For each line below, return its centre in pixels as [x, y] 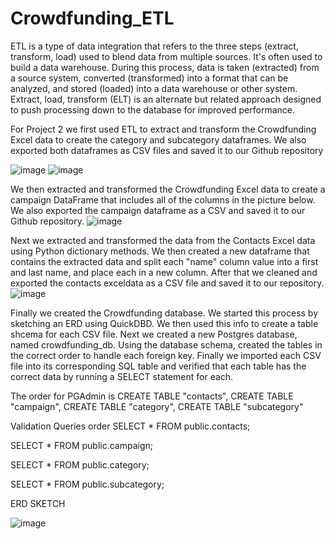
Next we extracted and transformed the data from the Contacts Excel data [163, 240]
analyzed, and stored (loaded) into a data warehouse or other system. [154, 88]
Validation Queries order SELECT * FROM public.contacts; [130, 426]
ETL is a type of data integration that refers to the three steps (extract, [154, 46]
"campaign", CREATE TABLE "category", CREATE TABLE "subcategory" [157, 406]
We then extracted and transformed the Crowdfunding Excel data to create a [168, 189]
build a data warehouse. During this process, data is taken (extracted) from [165, 67]
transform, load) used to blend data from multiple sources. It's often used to [166, 56]
